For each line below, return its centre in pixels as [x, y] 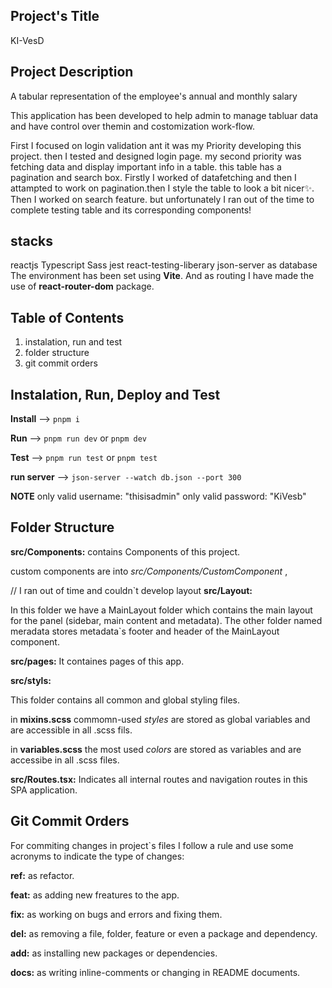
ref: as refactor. [42, 875]
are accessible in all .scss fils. [71, 730]
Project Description [72, 72]
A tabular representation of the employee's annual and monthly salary [154, 96]
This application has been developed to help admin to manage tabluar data [164, 115]
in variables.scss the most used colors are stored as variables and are [156, 749]
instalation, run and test [73, 342]
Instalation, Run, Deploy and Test [115, 394]
